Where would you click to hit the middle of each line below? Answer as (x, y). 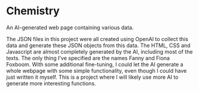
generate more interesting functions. (51, 83)
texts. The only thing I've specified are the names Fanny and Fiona (88, 58)
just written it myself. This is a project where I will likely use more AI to (92, 77)
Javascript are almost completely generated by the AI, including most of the (99, 51)
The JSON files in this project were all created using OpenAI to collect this (97, 39)
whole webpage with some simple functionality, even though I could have (97, 70)
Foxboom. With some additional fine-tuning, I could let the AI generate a (95, 64)
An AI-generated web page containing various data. (70, 27)
